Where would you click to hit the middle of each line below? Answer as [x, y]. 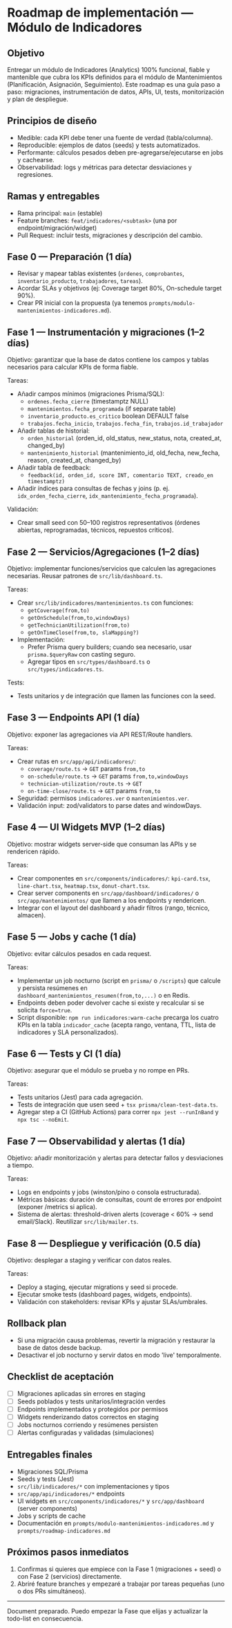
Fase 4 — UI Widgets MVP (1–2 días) [86, 828]
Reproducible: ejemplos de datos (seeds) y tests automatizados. [108, 145]
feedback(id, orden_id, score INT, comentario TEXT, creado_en [120, 476]
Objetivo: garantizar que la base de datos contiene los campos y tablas [108, 360]
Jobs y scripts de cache [51, 1516]
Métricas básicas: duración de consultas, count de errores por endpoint [119, 1200]
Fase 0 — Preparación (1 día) [70, 257]
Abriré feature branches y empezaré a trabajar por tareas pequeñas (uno [121, 1584]
